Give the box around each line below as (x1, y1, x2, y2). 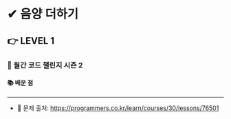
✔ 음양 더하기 (7, 6, 79, 22)
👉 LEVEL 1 (7, 35, 55, 47)
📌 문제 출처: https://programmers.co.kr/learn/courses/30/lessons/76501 (16, 104, 219, 112)
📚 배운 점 (7, 78, 33, 87)
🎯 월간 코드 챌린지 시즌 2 (7, 60, 83, 69)
